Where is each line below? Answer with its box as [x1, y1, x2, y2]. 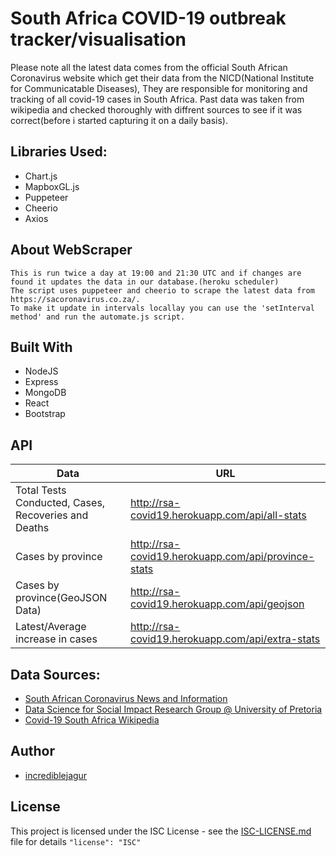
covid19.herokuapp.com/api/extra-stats [130, 632, 321, 646]
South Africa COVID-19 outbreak [10, 7, 287, 30]
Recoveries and [15, 508, 89, 522]
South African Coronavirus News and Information [24, 693, 228, 704]
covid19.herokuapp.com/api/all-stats [130, 508, 307, 522]
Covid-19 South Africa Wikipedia [24, 714, 160, 726]
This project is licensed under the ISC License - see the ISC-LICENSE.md [10, 825, 312, 837]
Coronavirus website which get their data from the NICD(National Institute [10, 72, 315, 84]
